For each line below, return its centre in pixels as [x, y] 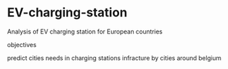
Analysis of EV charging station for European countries [85, 31]
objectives [22, 44]
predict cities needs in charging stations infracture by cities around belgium [114, 58]
